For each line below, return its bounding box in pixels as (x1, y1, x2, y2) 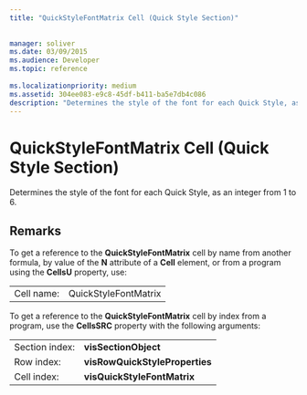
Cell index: (14, 370, 59, 383)
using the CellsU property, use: (9, 266, 128, 278)
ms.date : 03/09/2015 (9, 47, 89, 57)
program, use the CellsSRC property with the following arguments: (9, 320, 261, 331)
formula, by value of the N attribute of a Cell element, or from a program (9, 257, 281, 268)
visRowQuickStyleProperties (83, 356, 212, 369)
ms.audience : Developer (9, 56, 101, 65)
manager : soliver (9, 38, 76, 48)
